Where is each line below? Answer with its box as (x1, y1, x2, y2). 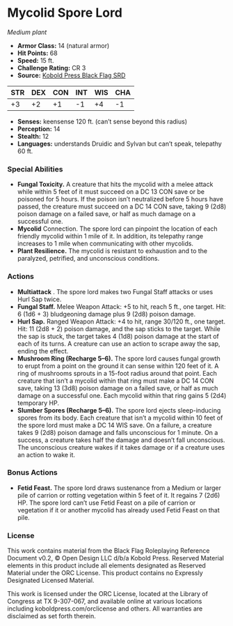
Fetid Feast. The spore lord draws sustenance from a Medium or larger (17, 483, 221, 492)
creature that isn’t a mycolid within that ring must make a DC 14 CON (17, 376, 214, 385)
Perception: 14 (17, 124, 61, 133)
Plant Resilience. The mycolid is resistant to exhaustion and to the (17, 247, 208, 255)
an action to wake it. (17, 450, 75, 459)
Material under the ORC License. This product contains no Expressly (7, 569, 203, 577)
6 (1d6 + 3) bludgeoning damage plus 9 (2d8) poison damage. (17, 310, 196, 318)
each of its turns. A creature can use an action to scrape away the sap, (17, 339, 220, 348)
